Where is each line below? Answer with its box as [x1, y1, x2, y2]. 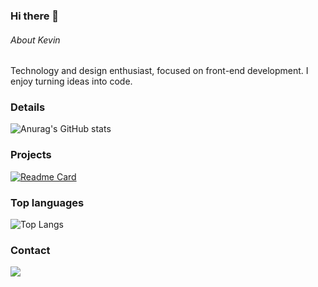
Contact [10, 243, 51, 257]
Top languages [10, 195, 85, 209]
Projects [10, 148, 52, 162]
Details [10, 100, 46, 114]
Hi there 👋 [10, 9, 60, 23]
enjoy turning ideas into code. [10, 75, 133, 88]
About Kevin [10, 34, 61, 46]
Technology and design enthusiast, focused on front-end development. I [10, 65, 309, 77]
